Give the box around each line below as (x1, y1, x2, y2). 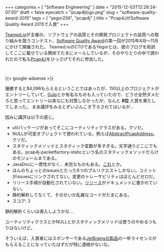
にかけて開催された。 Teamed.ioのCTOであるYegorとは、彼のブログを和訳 (5, 44, 156, 49)
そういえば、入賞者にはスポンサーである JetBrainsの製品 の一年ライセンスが (5, 235, 157, 241)
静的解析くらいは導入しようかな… (5, 208, 73, 214)
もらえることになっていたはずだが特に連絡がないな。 (5, 242, 112, 247)
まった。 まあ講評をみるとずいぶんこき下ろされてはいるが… (13, 104, 134, 110)
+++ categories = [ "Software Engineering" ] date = (5, 4, 109, 10)
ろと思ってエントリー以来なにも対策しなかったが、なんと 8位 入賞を (5, 98, 143, 103)
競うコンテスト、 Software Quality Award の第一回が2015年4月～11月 (22, 38, 159, 44)
